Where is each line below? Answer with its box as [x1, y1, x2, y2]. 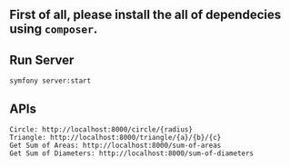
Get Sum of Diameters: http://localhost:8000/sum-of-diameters [9, 149, 255, 158]
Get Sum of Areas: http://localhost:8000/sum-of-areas [9, 141, 222, 151]
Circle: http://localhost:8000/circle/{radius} [9, 125, 194, 134]
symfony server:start [9, 76, 92, 85]
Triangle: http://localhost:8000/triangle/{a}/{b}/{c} [9, 133, 222, 142]
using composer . [9, 22, 98, 37]
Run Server [9, 52, 75, 67]
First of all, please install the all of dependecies [9, 7, 282, 23]
